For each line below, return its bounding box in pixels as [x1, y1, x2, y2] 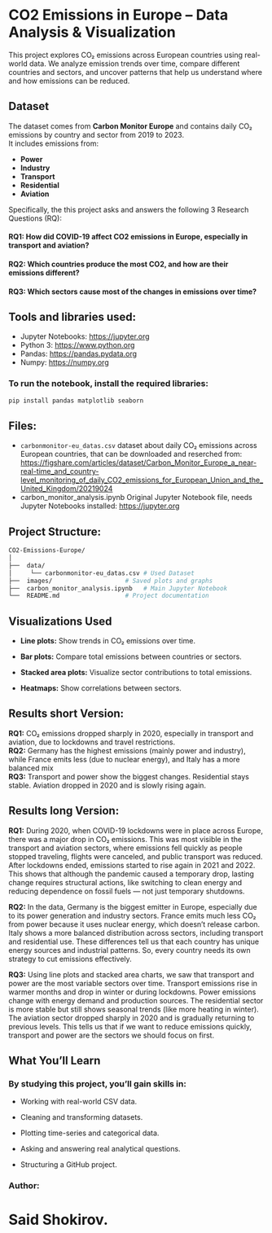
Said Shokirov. [8, 1210, 108, 1229]
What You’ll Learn [8, 1054, 101, 1068]
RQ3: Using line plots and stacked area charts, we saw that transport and [8, 969, 255, 979]
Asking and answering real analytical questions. [20, 1144, 181, 1154]
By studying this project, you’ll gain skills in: [8, 1078, 187, 1090]
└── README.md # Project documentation [8, 592, 209, 600]
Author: [8, 1180, 40, 1191]
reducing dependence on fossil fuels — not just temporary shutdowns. [8, 886, 245, 896]
